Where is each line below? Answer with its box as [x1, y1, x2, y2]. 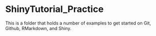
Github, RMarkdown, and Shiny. [5, 25, 71, 31]
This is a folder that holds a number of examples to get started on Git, [5, 20, 151, 26]
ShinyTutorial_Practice [5, 3, 104, 15]
